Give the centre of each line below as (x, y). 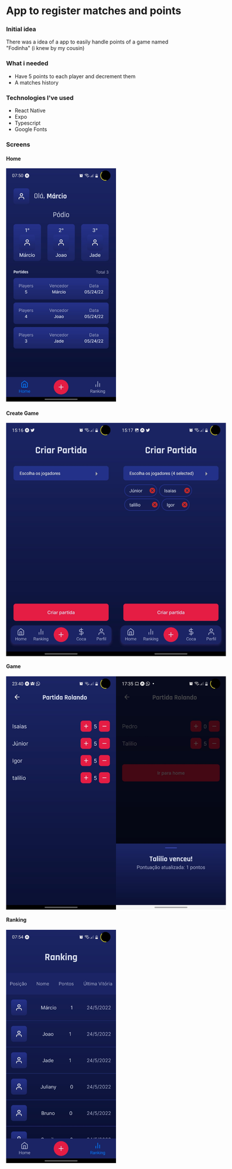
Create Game (23, 413)
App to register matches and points (94, 11)
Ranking (16, 920)
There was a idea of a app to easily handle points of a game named (87, 42)
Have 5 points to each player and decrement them (75, 76)
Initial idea (21, 29)
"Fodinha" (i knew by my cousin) (45, 48)
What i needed (27, 63)
